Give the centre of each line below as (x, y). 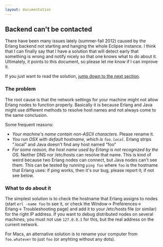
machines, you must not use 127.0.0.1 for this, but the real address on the (80, 219)
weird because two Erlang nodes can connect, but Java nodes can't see (84, 160)
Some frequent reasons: (29, 124)
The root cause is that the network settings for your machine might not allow (82, 99)
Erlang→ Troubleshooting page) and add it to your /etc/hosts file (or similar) (81, 209)
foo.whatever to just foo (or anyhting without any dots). (60, 239)
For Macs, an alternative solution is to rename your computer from (71, 234)
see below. (23, 175)
